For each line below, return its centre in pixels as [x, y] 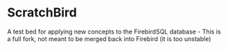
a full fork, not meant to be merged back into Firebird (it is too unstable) [109, 38]
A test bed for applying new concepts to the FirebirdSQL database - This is [114, 32]
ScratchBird [42, 13]
